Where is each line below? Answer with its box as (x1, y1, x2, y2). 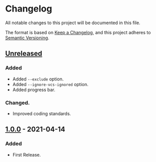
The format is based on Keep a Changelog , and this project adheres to (5, 29, 151, 35)
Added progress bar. (12, 87, 55, 93)
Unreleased (5, 49, 43, 58)
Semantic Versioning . (5, 35, 49, 41)
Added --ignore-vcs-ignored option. (12, 81, 89, 87)
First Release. (12, 151, 41, 157)
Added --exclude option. (12, 76, 64, 82)
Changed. (5, 99, 30, 106)
